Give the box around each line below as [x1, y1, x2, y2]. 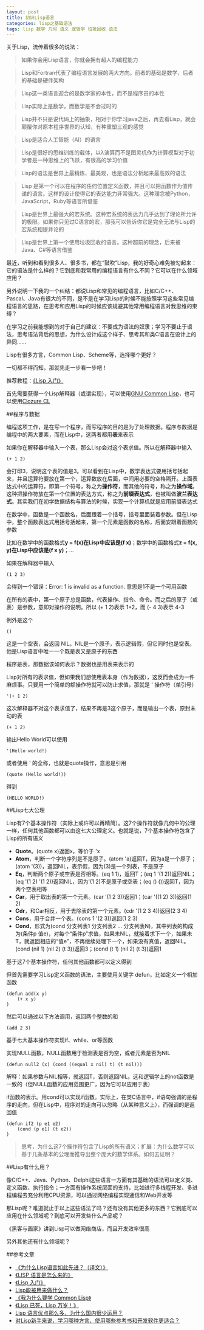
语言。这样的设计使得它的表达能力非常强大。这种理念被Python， [32, 190, 194, 198]
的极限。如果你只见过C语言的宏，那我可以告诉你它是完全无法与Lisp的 [21, 218, 195, 226]
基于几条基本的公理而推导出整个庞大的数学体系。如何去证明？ [21, 1151, 176, 1158]
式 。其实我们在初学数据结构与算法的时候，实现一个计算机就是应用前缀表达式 [6, 498, 198, 505]
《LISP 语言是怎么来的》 [15, 1272, 73, 1279]
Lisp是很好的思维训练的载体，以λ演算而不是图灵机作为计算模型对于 [21, 149, 190, 156]
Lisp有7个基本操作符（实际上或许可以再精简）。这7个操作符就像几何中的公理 [6, 819, 196, 827]
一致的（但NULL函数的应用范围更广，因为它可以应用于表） [6, 1081, 154, 1088]
